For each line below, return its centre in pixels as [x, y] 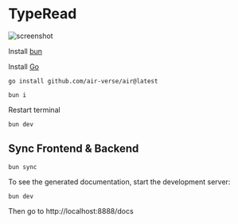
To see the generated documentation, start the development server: [119, 182]
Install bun [25, 51]
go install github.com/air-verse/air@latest [83, 81]
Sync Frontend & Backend [74, 149]
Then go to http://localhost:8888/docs [71, 210]
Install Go [24, 66]
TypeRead [43, 14]
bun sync [23, 167]
